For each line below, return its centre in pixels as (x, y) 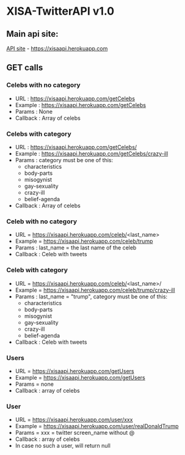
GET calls (25, 68)
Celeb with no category (42, 221)
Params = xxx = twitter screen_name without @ (75, 433)
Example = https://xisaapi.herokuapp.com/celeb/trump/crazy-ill (95, 290)
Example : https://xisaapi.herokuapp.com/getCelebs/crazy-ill (92, 154)
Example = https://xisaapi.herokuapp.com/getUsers (80, 377)
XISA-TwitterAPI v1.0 (60, 11)
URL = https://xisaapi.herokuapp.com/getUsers (74, 371)
